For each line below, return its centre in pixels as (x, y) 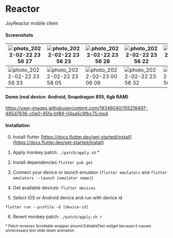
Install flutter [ (28, 137)
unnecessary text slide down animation (40, 230)
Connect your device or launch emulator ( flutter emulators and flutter (90, 172)
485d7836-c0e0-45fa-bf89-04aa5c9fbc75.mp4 (57, 114)
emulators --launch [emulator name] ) (53, 177)
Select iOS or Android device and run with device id (67, 197)
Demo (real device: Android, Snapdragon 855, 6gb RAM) (67, 97)
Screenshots (19, 35)
